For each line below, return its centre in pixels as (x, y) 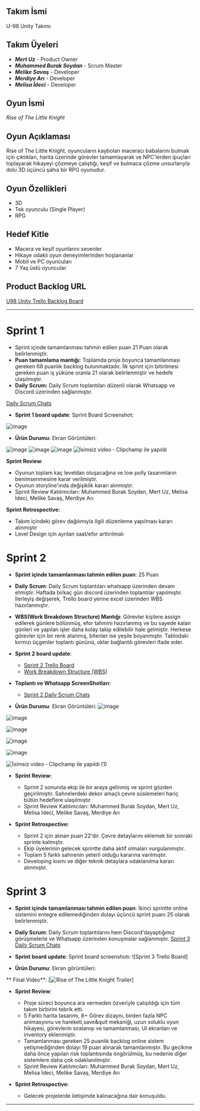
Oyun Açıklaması (38, 136)
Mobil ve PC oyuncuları (43, 261)
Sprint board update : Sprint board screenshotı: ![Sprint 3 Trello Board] (101, 956)
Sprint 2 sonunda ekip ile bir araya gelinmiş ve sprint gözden (98, 787)
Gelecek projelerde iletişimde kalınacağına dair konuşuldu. (95, 1095)
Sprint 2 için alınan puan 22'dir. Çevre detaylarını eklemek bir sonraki (108, 835)
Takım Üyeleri (32, 45)
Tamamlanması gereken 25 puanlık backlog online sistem (94, 1041)
